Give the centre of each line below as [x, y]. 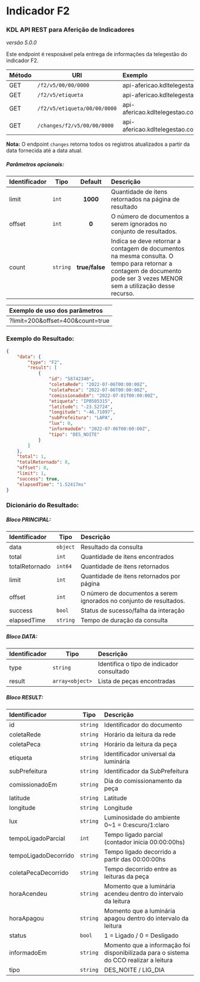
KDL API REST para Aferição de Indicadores [71, 30]
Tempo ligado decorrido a [140, 852]
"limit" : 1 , [32, 473]
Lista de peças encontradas [137, 681]
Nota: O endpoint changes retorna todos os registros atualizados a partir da [98, 144]
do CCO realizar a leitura [138, 960]
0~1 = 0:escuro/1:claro [137, 825]
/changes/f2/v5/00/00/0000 [76, 126]
